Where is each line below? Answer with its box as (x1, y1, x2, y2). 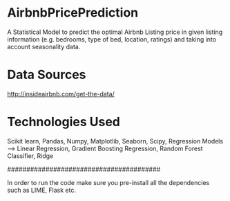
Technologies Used (7, 114, 121, 130)
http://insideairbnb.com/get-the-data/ (7, 89, 115, 98)
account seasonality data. (7, 42, 81, 51)
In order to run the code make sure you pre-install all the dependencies (7, 178, 210, 186)
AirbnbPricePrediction (7, 5, 139, 21)
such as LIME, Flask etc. (7, 186, 76, 194)
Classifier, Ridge (7, 151, 54, 160)
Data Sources (7, 67, 86, 82)
